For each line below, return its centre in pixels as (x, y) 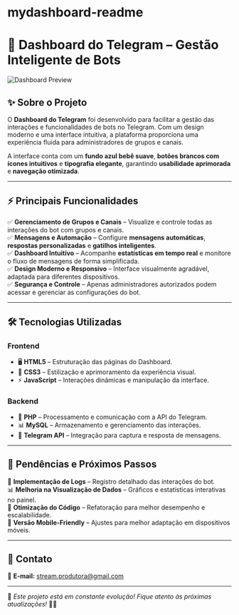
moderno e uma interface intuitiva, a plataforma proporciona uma (103, 134)
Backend (23, 401)
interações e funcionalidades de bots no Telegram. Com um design (106, 127)
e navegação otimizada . (43, 171)
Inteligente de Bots (64, 60)
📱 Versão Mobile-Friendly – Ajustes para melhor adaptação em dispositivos (119, 522)
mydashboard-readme (75, 12)
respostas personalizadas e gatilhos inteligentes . (82, 245)
